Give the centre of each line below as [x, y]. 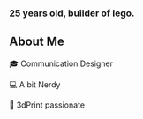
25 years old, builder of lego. [72, 13]
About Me [37, 42]
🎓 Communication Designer [61, 63]
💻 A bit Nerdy [35, 84]
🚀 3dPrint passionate [47, 105]
